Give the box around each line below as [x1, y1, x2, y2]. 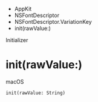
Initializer [5, 37, 28, 43]
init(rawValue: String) [5, 90, 66, 96]
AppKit [14, 5, 32, 12]
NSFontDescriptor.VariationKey [14, 18, 92, 25]
